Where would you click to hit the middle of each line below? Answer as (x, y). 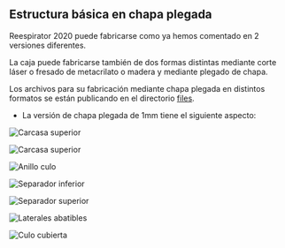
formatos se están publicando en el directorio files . (102, 98)
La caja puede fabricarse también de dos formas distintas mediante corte (143, 62)
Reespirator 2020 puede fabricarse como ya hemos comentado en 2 (134, 35)
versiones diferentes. (48, 45)
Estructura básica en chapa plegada (111, 15)
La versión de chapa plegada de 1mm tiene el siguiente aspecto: (139, 115)
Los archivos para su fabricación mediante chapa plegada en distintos (137, 88)
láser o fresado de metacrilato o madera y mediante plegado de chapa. (139, 71)
